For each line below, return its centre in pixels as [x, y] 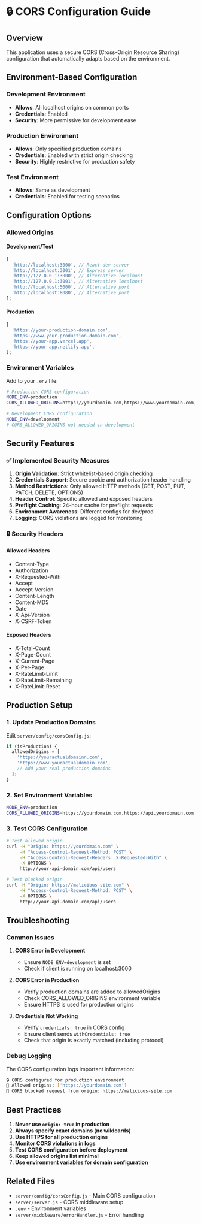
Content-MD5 [32, 602]
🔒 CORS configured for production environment [65, 1080]
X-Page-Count [33, 654]
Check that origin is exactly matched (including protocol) [94, 1041]
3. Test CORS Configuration [47, 829]
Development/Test [30, 247]
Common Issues [31, 937]
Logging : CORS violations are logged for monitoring [79, 518]
